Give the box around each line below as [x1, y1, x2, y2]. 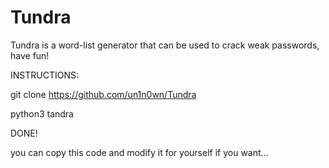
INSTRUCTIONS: [10, 69, 79, 81]
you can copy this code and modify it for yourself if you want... [10, 146, 269, 158]
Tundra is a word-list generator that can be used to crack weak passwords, [10, 39, 320, 51]
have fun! [10, 49, 50, 61]
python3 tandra [10, 107, 74, 120]
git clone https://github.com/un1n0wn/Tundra [10, 88, 197, 100]
